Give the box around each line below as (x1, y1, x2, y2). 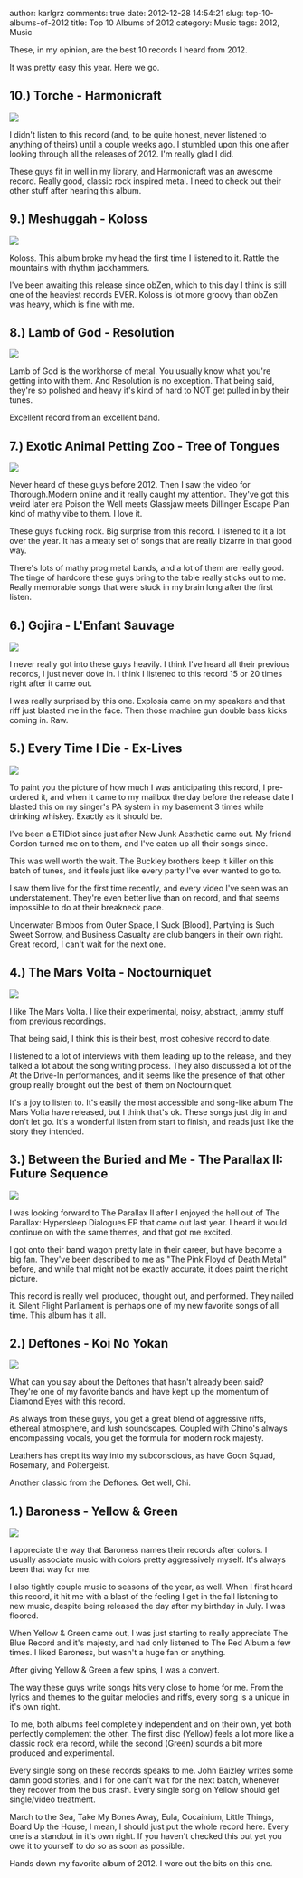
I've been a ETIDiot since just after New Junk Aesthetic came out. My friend (9, 828, 292, 839)
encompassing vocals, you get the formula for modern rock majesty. (9, 1433, 264, 1444)
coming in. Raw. (9, 715, 69, 726)
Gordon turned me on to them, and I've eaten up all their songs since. (9, 837, 269, 849)
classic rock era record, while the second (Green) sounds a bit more (9, 1738, 263, 1749)
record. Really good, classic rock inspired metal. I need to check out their (9, 176, 282, 186)
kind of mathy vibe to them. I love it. (9, 509, 143, 520)
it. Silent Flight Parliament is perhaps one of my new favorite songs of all (9, 1300, 279, 1311)
